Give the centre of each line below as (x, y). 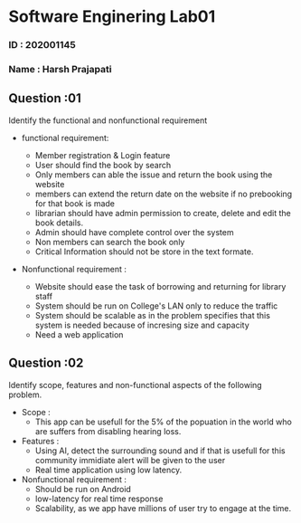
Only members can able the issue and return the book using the (154, 175)
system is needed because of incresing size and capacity (142, 325)
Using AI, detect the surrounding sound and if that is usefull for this (160, 451)
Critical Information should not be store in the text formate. (144, 252)
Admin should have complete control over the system (134, 232)
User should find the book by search (103, 165)
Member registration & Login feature (103, 155)
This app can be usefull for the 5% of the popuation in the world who (164, 422)
